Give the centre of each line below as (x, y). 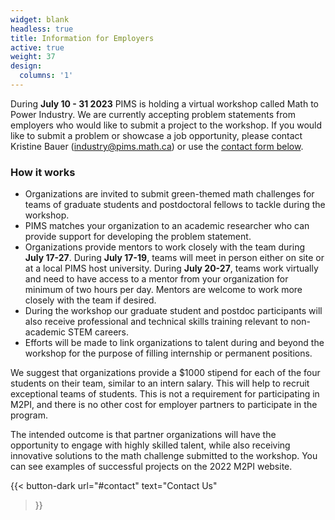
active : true (37, 47)
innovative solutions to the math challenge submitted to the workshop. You (164, 456)
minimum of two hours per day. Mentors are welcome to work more (163, 290)
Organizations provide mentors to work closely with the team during (164, 247)
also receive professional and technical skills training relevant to (156, 322)
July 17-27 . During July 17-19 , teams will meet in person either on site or (174, 258)
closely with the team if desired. (90, 300)
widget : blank (40, 19)
